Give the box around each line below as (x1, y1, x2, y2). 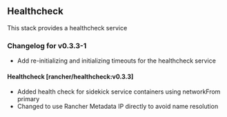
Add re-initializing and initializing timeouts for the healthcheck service (17, 56, 216, 65)
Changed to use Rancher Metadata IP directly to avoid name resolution (17, 103, 219, 111)
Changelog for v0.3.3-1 (7, 41, 87, 50)
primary (17, 95, 40, 103)
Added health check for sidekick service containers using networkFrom (17, 87, 221, 96)
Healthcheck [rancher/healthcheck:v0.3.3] (7, 72, 134, 81)
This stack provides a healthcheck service (7, 23, 128, 32)
